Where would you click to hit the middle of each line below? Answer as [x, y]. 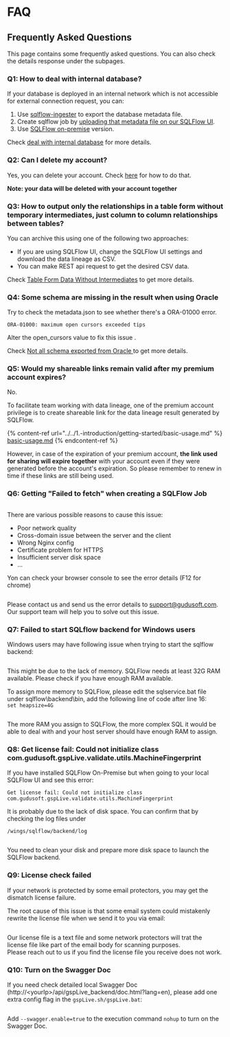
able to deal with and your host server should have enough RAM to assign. [112, 731]
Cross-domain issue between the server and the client [94, 535]
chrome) [19, 585]
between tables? [35, 223]
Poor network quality [47, 528]
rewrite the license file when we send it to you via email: [87, 918]
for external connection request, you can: [66, 101]
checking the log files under [47, 819]
